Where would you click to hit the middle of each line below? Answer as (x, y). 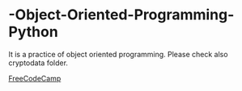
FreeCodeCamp (35, 78)
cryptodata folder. (38, 63)
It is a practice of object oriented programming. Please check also (118, 54)
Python (33, 32)
